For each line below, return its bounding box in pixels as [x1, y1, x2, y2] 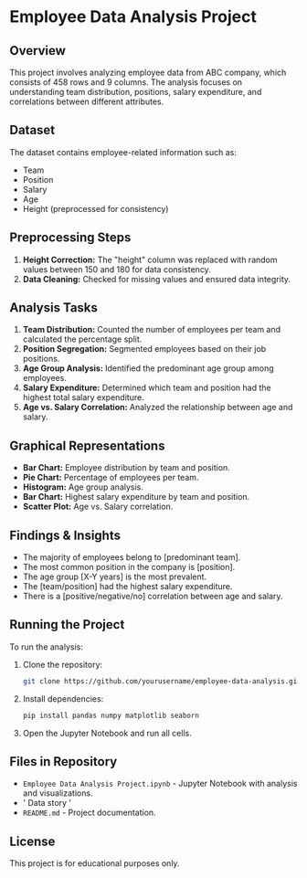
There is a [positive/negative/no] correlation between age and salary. [22, 591, 283, 602]
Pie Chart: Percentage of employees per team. [22, 472, 199, 483]
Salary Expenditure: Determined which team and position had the [22, 382, 271, 394]
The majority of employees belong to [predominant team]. [22, 552, 241, 563]
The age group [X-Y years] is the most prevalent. [22, 571, 207, 582]
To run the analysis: [9, 641, 84, 652]
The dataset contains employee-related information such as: [9, 146, 238, 157]
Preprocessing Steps [9, 230, 132, 246]
